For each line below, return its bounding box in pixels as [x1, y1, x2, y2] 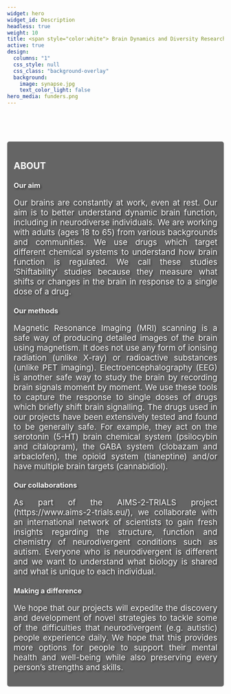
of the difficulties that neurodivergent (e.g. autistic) [13, 623, 218, 633]
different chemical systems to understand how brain [13, 247, 218, 258]
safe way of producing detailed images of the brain [13, 333, 218, 344]
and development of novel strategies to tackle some [13, 612, 218, 623]
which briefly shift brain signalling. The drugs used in [13, 401, 218, 412]
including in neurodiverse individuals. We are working [13, 217, 218, 227]
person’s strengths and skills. [13, 662, 124, 673]
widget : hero [7, 10, 45, 17]
